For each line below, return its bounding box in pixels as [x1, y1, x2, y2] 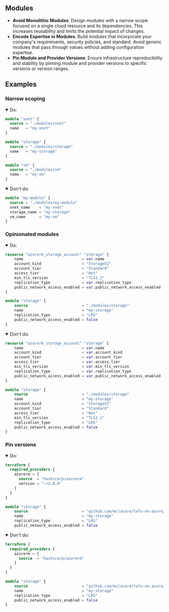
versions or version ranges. [12, 65, 69, 71]
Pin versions [5, 441, 36, 448]
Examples [5, 80, 37, 89]
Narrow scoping [5, 95, 45, 102]
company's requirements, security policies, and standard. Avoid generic [12, 39, 162, 45]
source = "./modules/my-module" [10, 200, 78, 205]
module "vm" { [5, 163, 35, 168]
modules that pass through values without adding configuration [12, 44, 144, 50]
